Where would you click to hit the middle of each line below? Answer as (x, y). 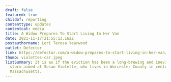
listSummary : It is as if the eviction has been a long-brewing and (79, 62)
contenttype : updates (28, 24)
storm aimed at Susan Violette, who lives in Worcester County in (82, 67)
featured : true (21, 15)
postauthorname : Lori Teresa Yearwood (46, 43)
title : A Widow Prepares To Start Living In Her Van (62, 34)
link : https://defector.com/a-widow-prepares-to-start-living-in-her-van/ (86, 52)
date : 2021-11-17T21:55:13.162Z (39, 39)
